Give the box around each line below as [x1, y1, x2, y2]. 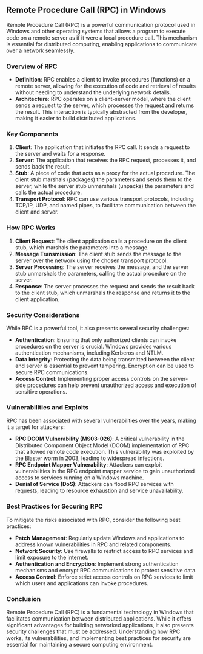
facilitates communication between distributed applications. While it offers [6, 614, 192, 622]
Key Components [6, 130, 59, 139]
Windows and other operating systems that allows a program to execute [6, 27, 186, 35]
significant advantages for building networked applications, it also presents [6, 621, 194, 628]
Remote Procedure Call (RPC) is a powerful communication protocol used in [6, 21, 196, 28]
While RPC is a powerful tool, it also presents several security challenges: [6, 325, 190, 332]
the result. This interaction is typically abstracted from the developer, [15, 108, 188, 116]
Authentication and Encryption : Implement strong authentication [15, 560, 179, 568]
